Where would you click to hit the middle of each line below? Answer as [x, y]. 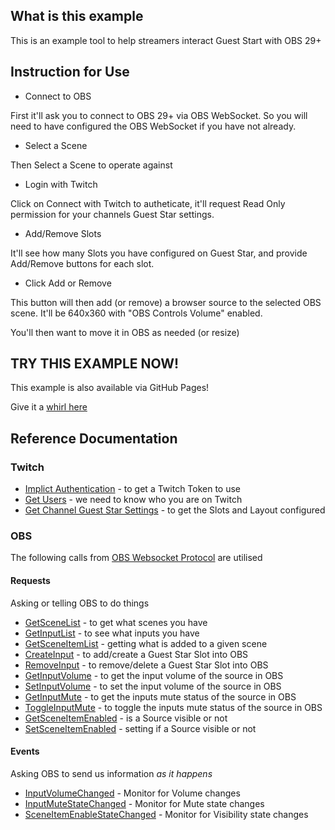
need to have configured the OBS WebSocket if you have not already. [153, 126]
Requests [30, 581]
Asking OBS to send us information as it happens [111, 773]
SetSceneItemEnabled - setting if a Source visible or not [140, 728]
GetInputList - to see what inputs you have [112, 633]
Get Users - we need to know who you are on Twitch [133, 500]
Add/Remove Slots [63, 233]
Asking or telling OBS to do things [80, 603]
